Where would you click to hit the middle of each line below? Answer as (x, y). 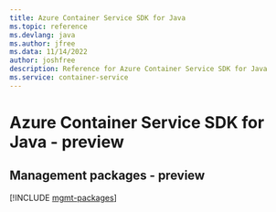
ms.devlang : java (42, 35)
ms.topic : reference (49, 26)
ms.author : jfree (42, 43)
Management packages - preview (107, 176)
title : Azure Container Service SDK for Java (97, 18)
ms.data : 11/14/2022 (49, 52)
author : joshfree (42, 60)
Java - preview (67, 142)
